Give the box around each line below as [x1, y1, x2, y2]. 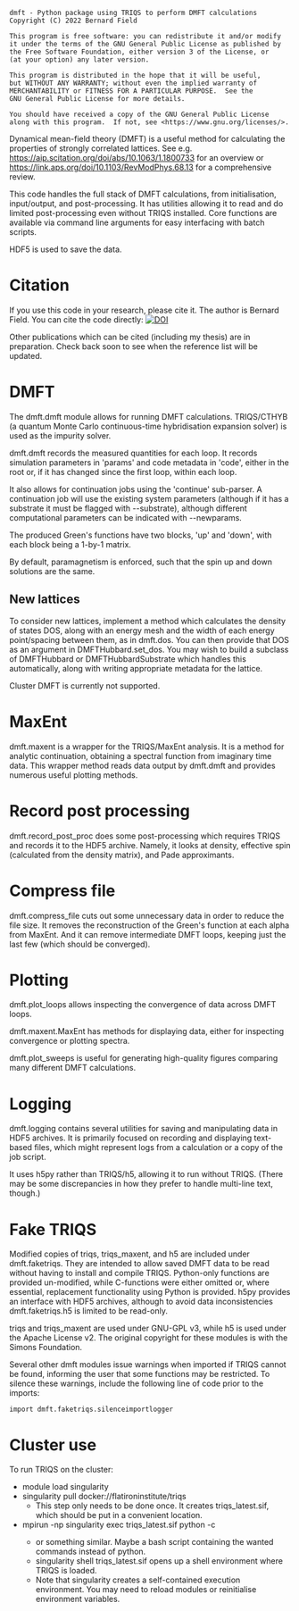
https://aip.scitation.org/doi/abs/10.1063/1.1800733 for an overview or [9, 153, 264, 163]
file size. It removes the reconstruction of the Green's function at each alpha [9, 920, 290, 931]
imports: [9, 1388, 40, 1398]
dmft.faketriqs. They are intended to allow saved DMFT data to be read [9, 1258, 270, 1269]
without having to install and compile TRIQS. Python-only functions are [9, 1268, 270, 1279]
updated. [9, 350, 43, 361]
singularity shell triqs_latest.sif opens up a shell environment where [35, 1556, 284, 1566]
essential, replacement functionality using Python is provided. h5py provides [9, 1287, 291, 1298]
